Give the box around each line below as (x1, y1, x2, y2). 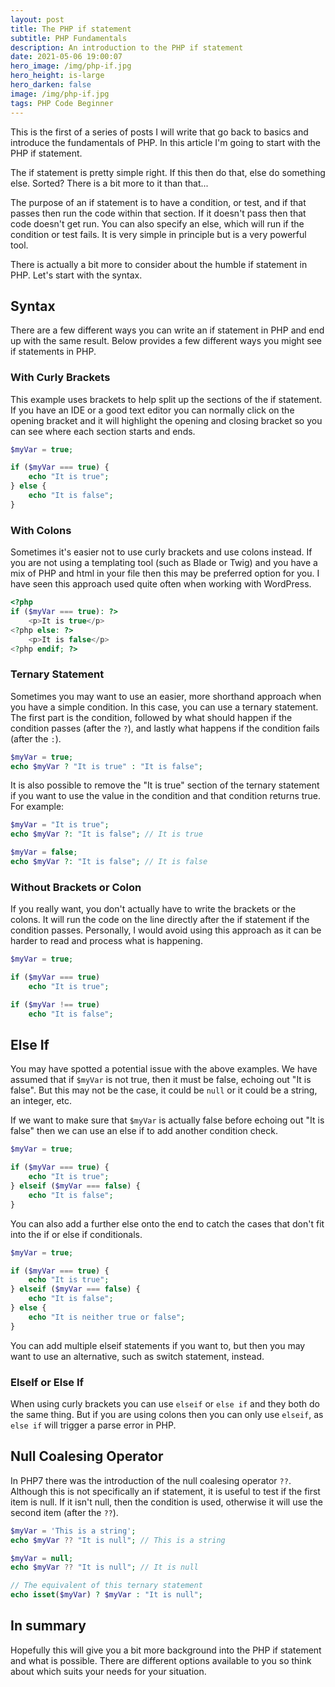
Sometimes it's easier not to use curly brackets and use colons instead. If (10, 546, 313, 558)
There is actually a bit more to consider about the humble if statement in (10, 258, 308, 270)
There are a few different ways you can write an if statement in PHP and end (10, 324, 325, 336)
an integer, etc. (10, 1095, 73, 1107)
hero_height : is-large (10, 71, 105, 81)
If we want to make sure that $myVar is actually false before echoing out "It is (10, 1114, 325, 1126)
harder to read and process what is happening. (10, 935, 203, 947)
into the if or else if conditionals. (10, 1228, 143, 1240)
